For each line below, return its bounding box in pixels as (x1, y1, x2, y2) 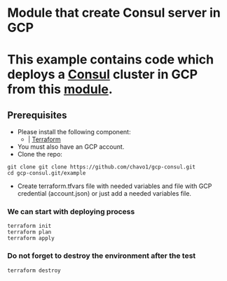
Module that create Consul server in (7, 5, 221, 21)
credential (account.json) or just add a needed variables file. (17, 189, 191, 198)
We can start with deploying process (7, 207, 135, 217)
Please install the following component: (17, 128, 131, 136)
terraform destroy (7, 267, 61, 274)
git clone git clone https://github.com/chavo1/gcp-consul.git (7, 164, 196, 171)
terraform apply (7, 235, 55, 242)
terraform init (7, 222, 52, 230)
